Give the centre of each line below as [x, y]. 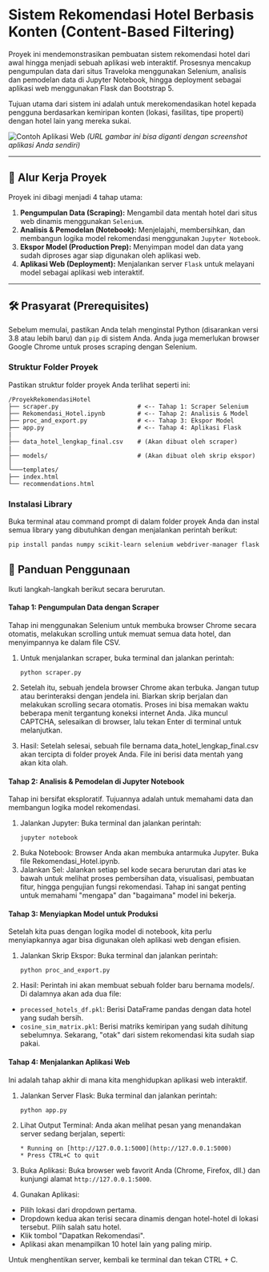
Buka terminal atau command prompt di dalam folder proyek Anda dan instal [134, 522]
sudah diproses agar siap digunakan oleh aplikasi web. [110, 255]
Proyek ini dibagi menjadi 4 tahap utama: [75, 197]
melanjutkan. [41, 730]
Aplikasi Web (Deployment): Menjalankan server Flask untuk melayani [137, 263]
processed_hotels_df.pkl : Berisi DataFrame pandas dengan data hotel [135, 1009]
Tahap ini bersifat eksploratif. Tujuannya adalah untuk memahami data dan [131, 799]
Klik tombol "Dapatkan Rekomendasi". [82, 1235]
